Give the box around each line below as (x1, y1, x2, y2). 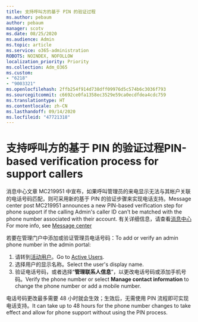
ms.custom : (6, 70, 33, 76)
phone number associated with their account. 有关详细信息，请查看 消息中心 (6, 215, 192, 222)
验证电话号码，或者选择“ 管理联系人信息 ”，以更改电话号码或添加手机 (14, 268, 181, 275)
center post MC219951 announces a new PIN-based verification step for (6, 202, 183, 209)
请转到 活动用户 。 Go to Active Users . (14, 253, 105, 261)
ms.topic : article (6, 42, 52, 48)
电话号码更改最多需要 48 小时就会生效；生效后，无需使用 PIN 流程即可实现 (6, 295, 189, 302)
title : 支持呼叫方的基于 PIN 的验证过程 (6, 8, 96, 15)
